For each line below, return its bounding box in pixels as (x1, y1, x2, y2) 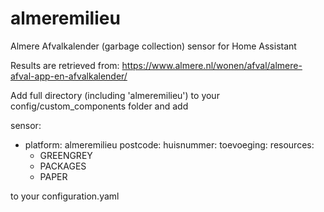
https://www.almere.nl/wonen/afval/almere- (121, 59, 303, 71)
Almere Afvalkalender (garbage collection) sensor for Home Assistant (10, 40, 297, 52)
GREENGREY (39, 149, 93, 161)
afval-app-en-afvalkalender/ (10, 70, 128, 82)
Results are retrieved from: (10, 59, 120, 71)
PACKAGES (39, 160, 87, 172)
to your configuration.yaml (10, 190, 120, 202)
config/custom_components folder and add (10, 100, 189, 112)
